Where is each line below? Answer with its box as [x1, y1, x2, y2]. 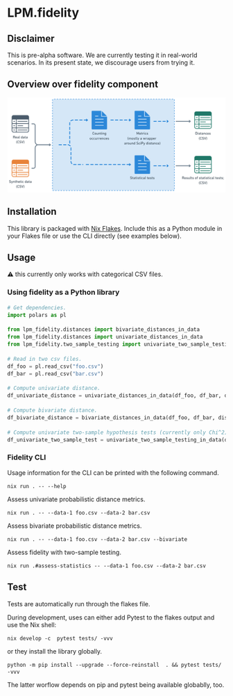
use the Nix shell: [7, 620, 57, 629]
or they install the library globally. [7, 647, 103, 655]
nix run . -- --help [7, 483, 67, 489]
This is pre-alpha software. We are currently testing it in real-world [7, 51, 198, 59]
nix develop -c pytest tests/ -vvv [7, 635, 113, 642]
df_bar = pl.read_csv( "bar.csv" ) [7, 370, 104, 377]
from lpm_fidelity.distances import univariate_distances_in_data [7, 334, 203, 341]
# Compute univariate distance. [7, 385, 101, 392]
